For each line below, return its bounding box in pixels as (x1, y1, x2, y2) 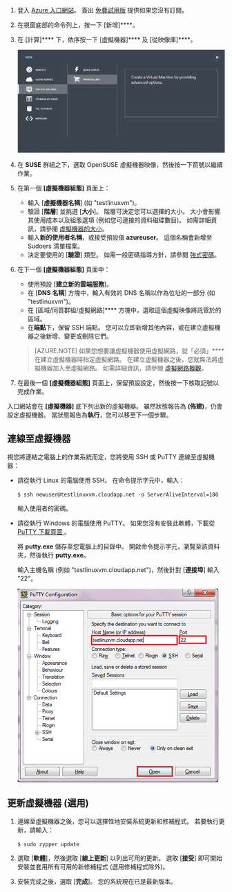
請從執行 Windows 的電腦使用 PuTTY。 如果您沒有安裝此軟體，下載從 (17, 519, 215, 527)
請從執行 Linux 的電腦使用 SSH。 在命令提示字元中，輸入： (17, 476, 185, 484)
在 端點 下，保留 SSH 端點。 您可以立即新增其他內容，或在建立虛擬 (27, 323, 215, 331)
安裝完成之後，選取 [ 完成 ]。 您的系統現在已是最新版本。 (17, 877, 177, 885)
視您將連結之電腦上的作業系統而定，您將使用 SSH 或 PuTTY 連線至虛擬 (7, 452, 209, 461)
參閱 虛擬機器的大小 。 (46, 224, 108, 233)
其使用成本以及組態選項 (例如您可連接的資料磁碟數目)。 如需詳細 (27, 215, 211, 224)
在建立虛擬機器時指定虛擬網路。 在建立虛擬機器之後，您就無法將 (34, 355, 218, 364)
